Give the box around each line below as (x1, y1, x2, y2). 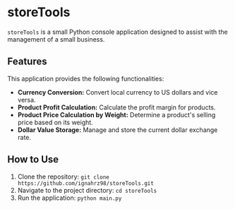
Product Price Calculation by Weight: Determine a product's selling (17, 110, 216, 119)
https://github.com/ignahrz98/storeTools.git (17, 179, 154, 187)
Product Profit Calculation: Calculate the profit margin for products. (17, 103, 217, 112)
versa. (17, 95, 37, 104)
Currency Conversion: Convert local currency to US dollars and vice (17, 88, 218, 96)
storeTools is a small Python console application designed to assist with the (7, 28, 228, 36)
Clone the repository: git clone (17, 172, 109, 181)
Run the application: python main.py (17, 193, 122, 202)
